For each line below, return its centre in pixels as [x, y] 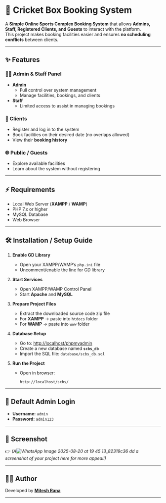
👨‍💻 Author [21, 478]
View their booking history [40, 140]
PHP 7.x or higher [30, 209]
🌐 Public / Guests [26, 152]
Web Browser [26, 220]
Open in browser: [37, 373]
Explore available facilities [39, 163]
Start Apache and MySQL [46, 294]
